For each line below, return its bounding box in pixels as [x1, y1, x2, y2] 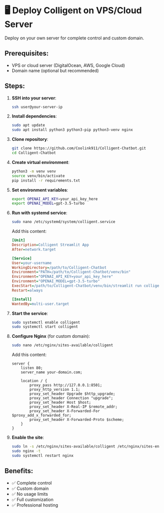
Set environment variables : [11, 187, 68, 193]
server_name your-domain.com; [21, 370, 82, 375]
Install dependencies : [11, 113, 57, 119]
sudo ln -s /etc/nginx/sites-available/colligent [11, 444, 116, 449]
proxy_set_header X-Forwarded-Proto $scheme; [29, 417, 124, 422]
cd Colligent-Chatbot [11, 151, 56, 156]
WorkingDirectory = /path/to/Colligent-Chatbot [11, 265, 107, 270]
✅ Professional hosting [11, 502, 58, 508]
